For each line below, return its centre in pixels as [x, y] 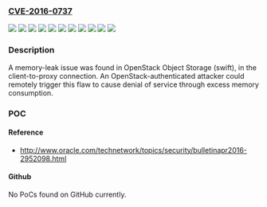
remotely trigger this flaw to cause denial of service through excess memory [133, 84]
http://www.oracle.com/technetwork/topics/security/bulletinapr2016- [133, 150]
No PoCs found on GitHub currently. [67, 194]
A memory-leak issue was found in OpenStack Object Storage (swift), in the [133, 67]
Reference [26, 132]
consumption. [31, 92]
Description [31, 50]
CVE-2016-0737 [41, 11]
